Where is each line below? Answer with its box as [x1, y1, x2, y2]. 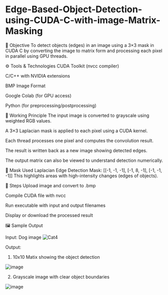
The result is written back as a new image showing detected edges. [5, 147, 148, 154]
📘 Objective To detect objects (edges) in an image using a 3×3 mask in [5, 42, 154, 48]
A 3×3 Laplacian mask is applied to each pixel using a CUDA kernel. [5, 128, 148, 134]
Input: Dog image [5, 234, 42, 240]
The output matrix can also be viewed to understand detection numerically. [5, 157, 163, 163]
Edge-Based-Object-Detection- [5, 4, 142, 15]
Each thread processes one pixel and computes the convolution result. [5, 137, 154, 143]
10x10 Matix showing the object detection [12, 254, 100, 260]
